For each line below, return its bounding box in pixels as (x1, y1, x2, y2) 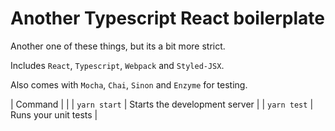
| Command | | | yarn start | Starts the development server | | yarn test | (10, 98, 314, 110)
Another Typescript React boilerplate (10, 7, 325, 30)
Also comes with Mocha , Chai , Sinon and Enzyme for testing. (10, 78, 248, 91)
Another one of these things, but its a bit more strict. (10, 40, 226, 52)
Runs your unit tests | (10, 108, 98, 121)
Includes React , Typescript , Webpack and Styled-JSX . (10, 59, 225, 71)
